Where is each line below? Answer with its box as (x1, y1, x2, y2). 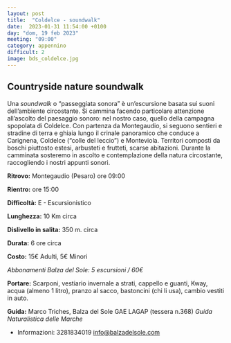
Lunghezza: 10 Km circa (7, 212, 77, 220)
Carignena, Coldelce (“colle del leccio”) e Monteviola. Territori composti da (7, 136, 221, 144)
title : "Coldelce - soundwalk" (7, 17, 100, 24)
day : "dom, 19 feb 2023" (7, 29, 79, 37)
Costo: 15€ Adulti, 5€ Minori (7, 252, 88, 261)
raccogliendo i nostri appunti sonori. (7, 158, 111, 166)
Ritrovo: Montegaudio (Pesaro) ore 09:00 (7, 171, 126, 180)
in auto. (7, 294, 29, 302)
